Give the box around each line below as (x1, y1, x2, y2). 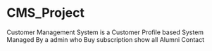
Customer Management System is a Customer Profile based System (6, 28, 204, 36)
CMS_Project (6, 5, 85, 21)
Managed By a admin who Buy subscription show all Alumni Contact (6, 35, 205, 43)
